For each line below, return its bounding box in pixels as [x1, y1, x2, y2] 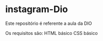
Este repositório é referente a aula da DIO [5, 20, 92, 26]
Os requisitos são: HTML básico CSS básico [5, 30, 98, 36]
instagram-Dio [5, 4, 68, 15]
